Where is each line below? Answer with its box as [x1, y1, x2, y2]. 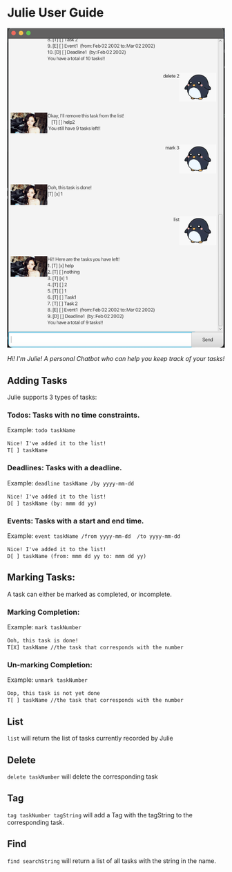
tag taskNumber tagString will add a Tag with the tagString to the [7, 810, 193, 819]
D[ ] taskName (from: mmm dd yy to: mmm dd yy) [7, 553, 147, 560]
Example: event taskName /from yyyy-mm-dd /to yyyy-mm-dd [7, 532, 181, 540]
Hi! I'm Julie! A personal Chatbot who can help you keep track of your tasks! [7, 355, 225, 363]
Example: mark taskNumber [7, 623, 81, 631]
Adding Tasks [7, 375, 68, 387]
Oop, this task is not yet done [7, 690, 100, 697]
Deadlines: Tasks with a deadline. [7, 463, 122, 473]
